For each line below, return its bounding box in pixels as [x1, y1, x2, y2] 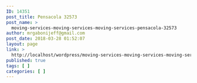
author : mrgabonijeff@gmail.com [6, 30, 85, 36]
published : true [6, 57, 46, 63]
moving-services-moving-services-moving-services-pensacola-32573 [11, 25, 177, 31]
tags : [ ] [6, 63, 30, 69]
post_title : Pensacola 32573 [6, 14, 77, 20]
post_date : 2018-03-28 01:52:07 [6, 36, 85, 41]
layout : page [6, 41, 38, 47]
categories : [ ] [6, 68, 46, 74]
